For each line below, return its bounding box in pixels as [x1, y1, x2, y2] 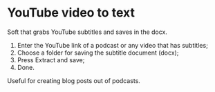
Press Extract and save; [17, 55, 85, 64]
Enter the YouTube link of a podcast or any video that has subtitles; [17, 41, 209, 49]
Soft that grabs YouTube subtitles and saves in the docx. [7, 28, 168, 36]
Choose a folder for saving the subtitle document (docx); [17, 48, 179, 57]
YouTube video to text [7, 5, 135, 21]
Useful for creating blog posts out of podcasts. [7, 76, 140, 84]
